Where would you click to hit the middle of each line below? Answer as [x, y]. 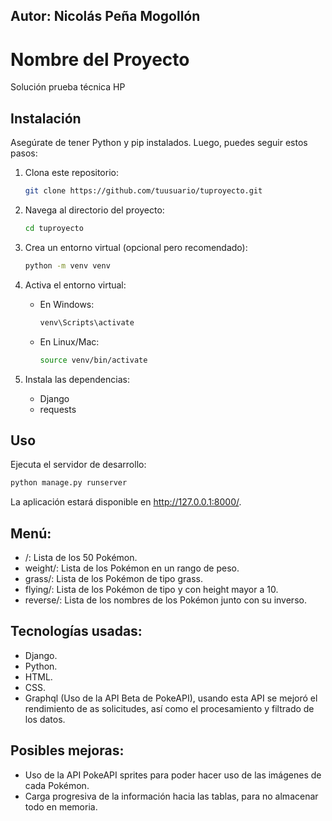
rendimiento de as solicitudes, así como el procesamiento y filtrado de [169, 708]
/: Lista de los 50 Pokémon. [81, 558]
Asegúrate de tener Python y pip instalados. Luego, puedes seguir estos [159, 143]
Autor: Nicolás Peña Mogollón [105, 16]
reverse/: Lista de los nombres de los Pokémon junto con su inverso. [165, 600]
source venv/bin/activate [93, 360]
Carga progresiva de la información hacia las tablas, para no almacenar [171, 796]
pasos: [24, 153]
